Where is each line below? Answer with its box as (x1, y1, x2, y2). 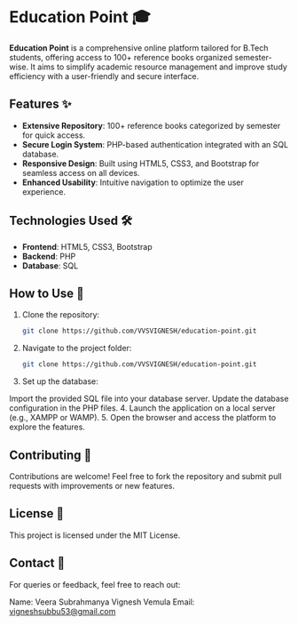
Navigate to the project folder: (21, 343, 132, 354)
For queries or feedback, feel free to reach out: (9, 579, 181, 589)
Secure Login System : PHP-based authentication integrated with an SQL (21, 139, 289, 149)
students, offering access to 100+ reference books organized (9, 52, 233, 62)
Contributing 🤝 (9, 447, 92, 462)
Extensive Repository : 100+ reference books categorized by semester (21, 120, 281, 131)
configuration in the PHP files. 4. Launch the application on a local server (9, 403, 277, 413)
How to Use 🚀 (9, 285, 84, 300)
